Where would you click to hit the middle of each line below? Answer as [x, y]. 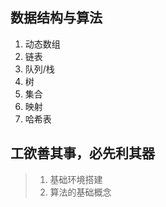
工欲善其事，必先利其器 [82, 153]
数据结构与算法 [56, 18]
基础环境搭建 [76, 179]
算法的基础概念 [80, 192]
